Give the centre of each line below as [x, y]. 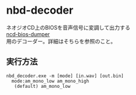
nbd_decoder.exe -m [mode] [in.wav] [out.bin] [65, 76]
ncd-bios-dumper [28, 34]
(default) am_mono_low [42, 86]
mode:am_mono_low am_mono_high [50, 81]
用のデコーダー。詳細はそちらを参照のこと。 [61, 41]
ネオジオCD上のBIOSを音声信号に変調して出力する [68, 27]
